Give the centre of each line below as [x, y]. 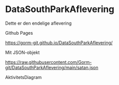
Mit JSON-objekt [22, 52]
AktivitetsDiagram [23, 77]
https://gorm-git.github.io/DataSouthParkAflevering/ [59, 42]
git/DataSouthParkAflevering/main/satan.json [52, 67]
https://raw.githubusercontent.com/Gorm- [48, 62]
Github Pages [19, 33]
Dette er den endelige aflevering [38, 23]
